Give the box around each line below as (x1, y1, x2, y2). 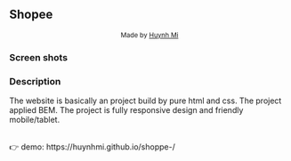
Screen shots (9, 51, 69, 63)
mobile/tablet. (9, 115, 61, 125)
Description (9, 75, 61, 87)
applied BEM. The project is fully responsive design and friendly (9, 105, 244, 116)
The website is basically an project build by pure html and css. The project (9, 95, 282, 106)
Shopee (9, 7, 53, 22)
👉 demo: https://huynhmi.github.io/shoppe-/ (9, 141, 175, 152)
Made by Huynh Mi (120, 30, 179, 39)
